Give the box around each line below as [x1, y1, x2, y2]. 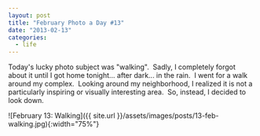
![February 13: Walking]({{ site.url [8, 111, 115, 120]
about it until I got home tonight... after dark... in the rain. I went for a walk [8, 71, 248, 80]
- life [15, 41, 37, 49]
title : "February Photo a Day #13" [8, 19, 125, 27]
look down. [8, 96, 45, 105]
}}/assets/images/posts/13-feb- [116, 111, 219, 120]
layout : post [8, 11, 51, 20]
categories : [8, 33, 47, 42]
